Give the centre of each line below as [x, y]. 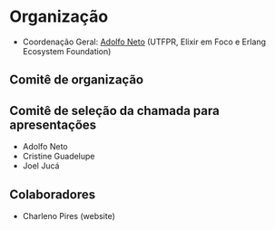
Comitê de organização [76, 80]
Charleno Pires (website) [69, 216]
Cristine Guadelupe [59, 157]
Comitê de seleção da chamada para [114, 110]
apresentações [53, 125]
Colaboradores [53, 194]
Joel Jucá [41, 166]
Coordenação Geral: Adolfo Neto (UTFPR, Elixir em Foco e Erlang [144, 42]
